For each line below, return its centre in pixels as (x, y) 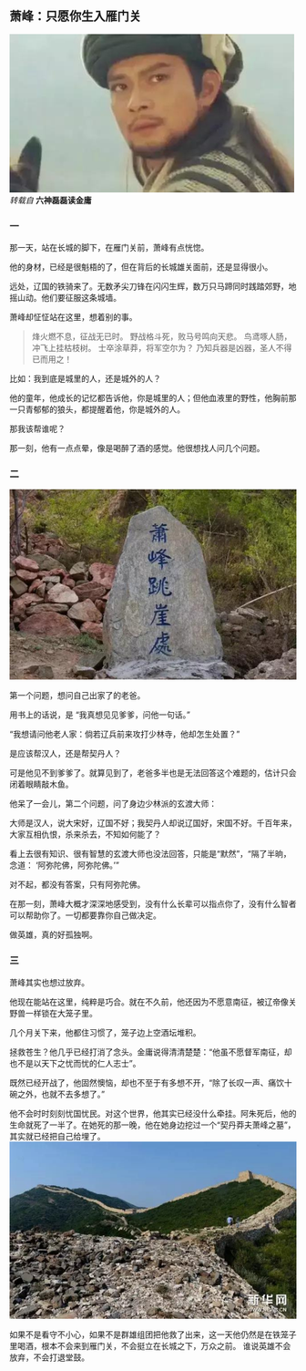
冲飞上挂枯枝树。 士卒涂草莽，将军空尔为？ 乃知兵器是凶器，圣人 (153, 348)
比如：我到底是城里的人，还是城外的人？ (85, 379)
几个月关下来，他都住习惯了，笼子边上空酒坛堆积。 (105, 1032)
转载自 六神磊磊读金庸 (51, 200)
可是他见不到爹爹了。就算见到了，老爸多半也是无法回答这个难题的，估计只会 (153, 773)
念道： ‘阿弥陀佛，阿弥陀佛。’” (65, 865)
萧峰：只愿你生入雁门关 (75, 16)
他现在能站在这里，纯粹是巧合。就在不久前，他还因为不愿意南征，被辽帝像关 (153, 1002)
